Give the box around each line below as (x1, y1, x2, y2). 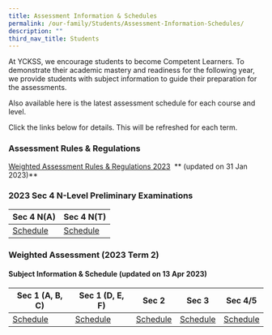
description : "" (8, 27, 63, 35)
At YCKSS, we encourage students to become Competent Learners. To (8, 57, 244, 67)
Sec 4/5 (226, 294, 257, 306)
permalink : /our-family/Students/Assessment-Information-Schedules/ (8, 19, 244, 28)
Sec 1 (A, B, (16, 290, 63, 301)
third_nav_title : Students (8, 34, 100, 43)
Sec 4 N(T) (63, 211, 107, 222)
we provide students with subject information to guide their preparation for (8, 74, 257, 84)
